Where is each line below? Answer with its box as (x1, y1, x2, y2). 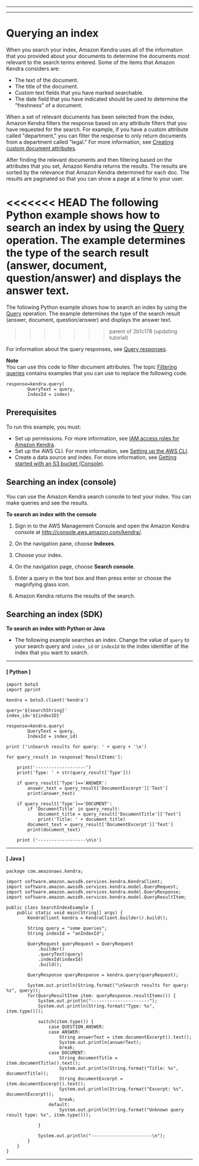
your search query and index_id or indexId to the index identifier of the (14, 643, 189, 650)
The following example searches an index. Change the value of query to (14, 637, 190, 644)
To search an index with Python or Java (6, 625, 105, 632)
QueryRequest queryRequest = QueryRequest (27, 941, 134, 947)
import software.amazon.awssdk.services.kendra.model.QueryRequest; (6, 884, 179, 890)
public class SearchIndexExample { (6, 905, 94, 911)
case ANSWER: (48, 1029, 81, 1035)
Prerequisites (6, 407, 57, 418)
